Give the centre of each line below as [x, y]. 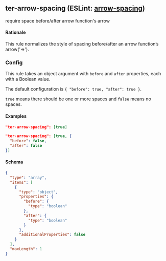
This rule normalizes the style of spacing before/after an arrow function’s [82, 44]
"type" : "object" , [38, 192]
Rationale [16, 32]
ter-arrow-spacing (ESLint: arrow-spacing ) [75, 8]
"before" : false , [28, 141]
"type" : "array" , [28, 178]
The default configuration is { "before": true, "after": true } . [74, 89]
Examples [16, 116]
